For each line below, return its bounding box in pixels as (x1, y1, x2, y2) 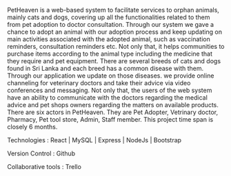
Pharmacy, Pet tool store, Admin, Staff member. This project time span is (7, 115, 214, 123)
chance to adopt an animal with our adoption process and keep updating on (7, 27, 223, 36)
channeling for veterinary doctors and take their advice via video (7, 79, 191, 87)
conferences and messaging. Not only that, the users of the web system (7, 86, 212, 94)
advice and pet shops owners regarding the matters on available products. (7, 101, 219, 109)
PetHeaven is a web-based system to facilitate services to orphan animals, (7, 6, 219, 14)
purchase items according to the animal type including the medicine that (7, 49, 212, 58)
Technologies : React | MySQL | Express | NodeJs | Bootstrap (7, 136, 181, 144)
